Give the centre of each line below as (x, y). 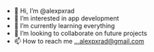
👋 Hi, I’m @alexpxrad (44, 11)
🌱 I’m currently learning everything (64, 26)
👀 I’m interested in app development (66, 18)
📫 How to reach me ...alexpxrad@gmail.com (79, 41)
